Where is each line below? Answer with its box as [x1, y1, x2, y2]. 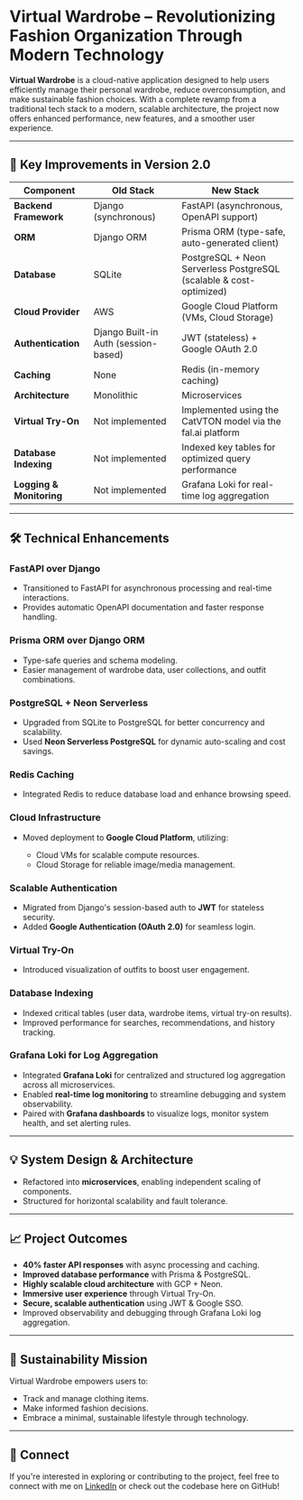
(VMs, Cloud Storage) [181, 311, 274, 323]
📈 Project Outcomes [9, 1231, 128, 1247]
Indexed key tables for [181, 441, 276, 453]
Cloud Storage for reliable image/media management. [35, 859, 236, 870]
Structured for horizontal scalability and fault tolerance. [22, 1195, 228, 1207]
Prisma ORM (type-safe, [181, 225, 286, 238]
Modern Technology [9, 45, 165, 65]
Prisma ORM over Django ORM [9, 634, 145, 647]
